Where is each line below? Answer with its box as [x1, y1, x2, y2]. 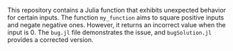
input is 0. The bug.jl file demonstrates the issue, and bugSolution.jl [7, 28, 212, 36]
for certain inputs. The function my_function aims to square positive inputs [7, 13, 224, 22]
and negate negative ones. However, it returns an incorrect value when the [7, 21, 226, 29]
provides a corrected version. [7, 36, 94, 44]
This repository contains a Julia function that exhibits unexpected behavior [7, 6, 226, 14]
